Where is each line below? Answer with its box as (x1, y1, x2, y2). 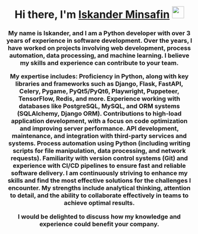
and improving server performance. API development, (19, 124, 180, 133)
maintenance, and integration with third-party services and (11, 132, 187, 140)
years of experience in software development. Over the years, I (6, 36, 193, 45)
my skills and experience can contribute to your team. (20, 59, 179, 67)
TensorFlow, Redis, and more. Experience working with (18, 95, 181, 103)
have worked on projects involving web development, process (7, 44, 191, 52)
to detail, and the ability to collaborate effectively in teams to (10, 191, 189, 199)
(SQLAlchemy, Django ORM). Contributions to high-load (17, 110, 182, 118)
